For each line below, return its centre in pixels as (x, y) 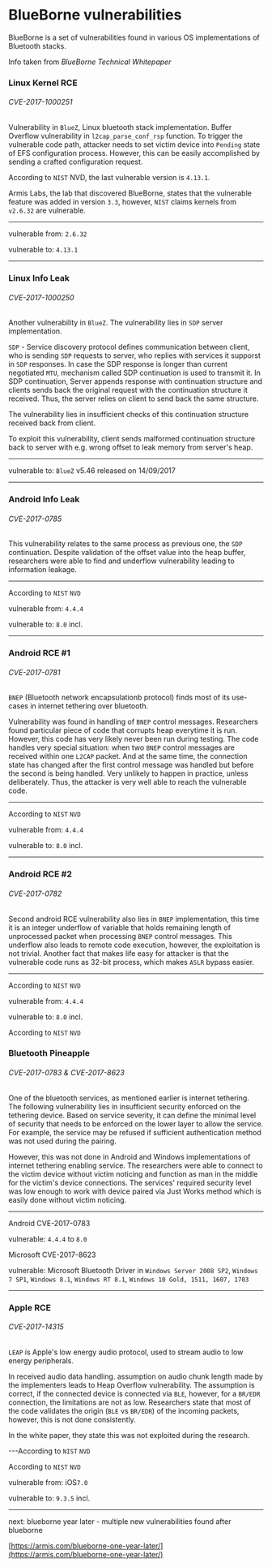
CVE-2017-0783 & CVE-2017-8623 (67, 1073)
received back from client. (52, 423)
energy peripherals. (41, 1360)
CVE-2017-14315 (36, 1327)
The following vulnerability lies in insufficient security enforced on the (125, 1106)
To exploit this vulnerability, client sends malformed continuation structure (132, 439)
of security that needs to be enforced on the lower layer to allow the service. (136, 1124)
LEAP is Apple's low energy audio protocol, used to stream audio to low (126, 1352)
